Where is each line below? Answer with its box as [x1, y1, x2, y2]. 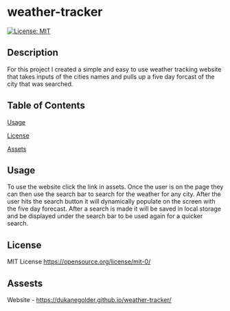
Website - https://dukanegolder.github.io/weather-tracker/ [7, 296, 172, 303]
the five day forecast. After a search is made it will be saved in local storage [7, 204, 222, 213]
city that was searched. [7, 80, 73, 88]
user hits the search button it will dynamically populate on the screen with [7, 197, 216, 206]
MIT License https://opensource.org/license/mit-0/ [7, 257, 151, 266]
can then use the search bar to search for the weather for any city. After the [7, 190, 222, 198]
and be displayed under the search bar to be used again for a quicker [7, 212, 203, 220]
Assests [7, 277, 43, 289]
